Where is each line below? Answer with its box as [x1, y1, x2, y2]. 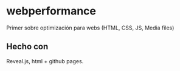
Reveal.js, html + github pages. [6, 57, 84, 64]
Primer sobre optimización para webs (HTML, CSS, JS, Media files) [6, 24, 175, 31]
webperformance [6, 4, 96, 18]
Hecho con [6, 42, 49, 52]
